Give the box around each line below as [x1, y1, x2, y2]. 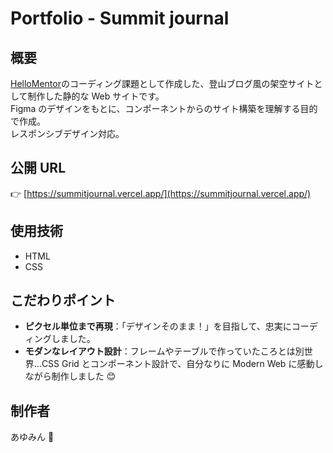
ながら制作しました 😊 [24, 370, 117, 382]
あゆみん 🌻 [10, 431, 55, 443]
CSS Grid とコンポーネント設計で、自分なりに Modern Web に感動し [41, 358, 324, 370]
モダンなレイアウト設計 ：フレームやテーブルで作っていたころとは [24, 345, 296, 357]
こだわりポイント [10, 292, 116, 309]
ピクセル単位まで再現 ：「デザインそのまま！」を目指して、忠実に [24, 320, 292, 332]
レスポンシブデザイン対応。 [10, 128, 125, 139]
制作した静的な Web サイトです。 [27, 90, 165, 102]
